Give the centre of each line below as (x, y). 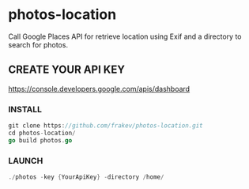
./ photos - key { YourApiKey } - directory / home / (86, 177)
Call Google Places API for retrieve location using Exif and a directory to (125, 36)
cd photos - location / (42, 133)
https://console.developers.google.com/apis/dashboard (99, 89)
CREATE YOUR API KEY (66, 70)
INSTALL (25, 109)
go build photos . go (40, 140)
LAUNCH (26, 161)
